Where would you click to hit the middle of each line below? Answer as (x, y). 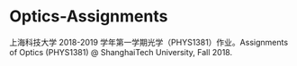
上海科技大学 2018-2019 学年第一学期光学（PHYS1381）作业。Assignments (149, 42)
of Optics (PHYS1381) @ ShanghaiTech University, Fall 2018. (121, 52)
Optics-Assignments (89, 16)
